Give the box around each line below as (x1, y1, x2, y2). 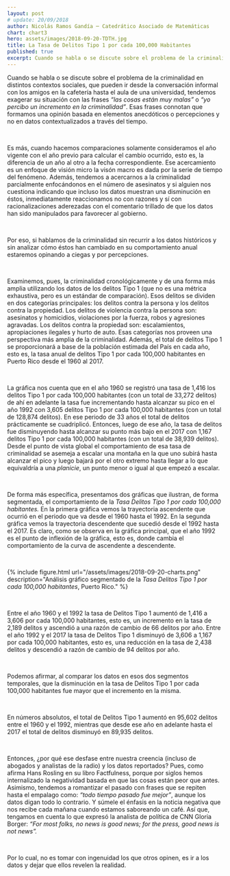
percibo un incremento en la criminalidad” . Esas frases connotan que (7, 102, 203, 110)
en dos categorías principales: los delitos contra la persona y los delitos (7, 299, 209, 307)
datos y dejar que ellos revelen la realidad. (7, 861, 127, 869)
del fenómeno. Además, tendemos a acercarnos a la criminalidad (7, 173, 190, 181)
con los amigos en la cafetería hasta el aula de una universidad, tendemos (7, 88, 216, 96)
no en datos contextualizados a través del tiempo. (7, 117, 148, 125)
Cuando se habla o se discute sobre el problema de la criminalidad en (7, 73, 204, 82)
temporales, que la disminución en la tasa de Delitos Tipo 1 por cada (7, 679, 200, 688)
